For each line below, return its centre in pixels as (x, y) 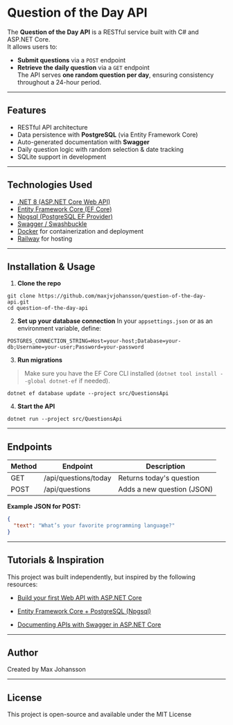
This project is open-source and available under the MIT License (100, 715)
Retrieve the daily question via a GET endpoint (84, 67)
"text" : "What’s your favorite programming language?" (94, 526)
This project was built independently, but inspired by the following (101, 577)
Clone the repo (39, 283)
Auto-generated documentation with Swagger (84, 142)
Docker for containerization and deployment (80, 231)
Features (27, 111)
